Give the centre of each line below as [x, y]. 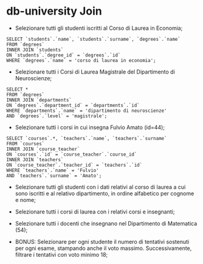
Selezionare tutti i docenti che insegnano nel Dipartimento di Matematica [106, 223]
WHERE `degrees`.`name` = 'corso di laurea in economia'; [81, 60]
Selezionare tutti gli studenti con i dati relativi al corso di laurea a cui [100, 187]
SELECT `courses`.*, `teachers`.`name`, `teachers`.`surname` [87, 138]
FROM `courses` [26, 144]
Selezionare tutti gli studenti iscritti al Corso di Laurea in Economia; [99, 28]
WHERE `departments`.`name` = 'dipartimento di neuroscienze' [87, 111]
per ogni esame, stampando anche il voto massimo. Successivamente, [103, 248]
